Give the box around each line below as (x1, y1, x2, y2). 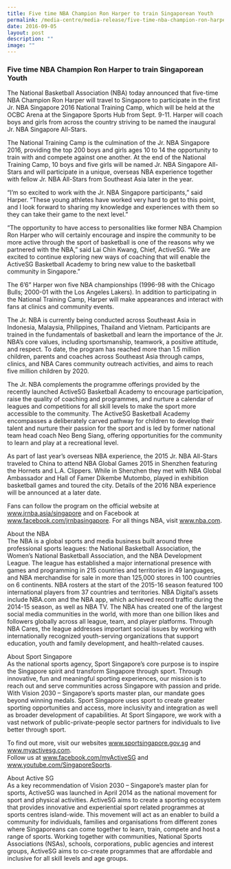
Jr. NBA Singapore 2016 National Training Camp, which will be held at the (7, 104, 215, 112)
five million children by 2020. (7, 367, 89, 375)
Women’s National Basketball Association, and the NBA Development (7, 552, 202, 560)
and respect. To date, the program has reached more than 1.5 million (7, 345, 201, 354)
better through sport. (7, 725, 67, 734)
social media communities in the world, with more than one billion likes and (7, 610, 219, 618)
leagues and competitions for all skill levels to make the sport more (7, 403, 197, 411)
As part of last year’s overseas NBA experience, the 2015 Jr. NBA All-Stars (7, 452, 218, 460)
